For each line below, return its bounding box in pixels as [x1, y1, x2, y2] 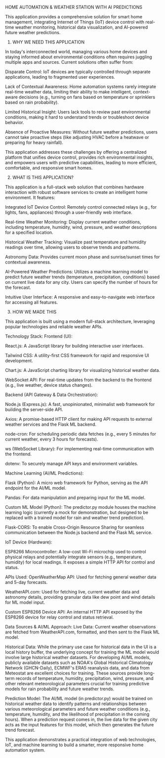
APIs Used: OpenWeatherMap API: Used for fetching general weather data [5, 574, 157, 580]
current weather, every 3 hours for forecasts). [5, 436, 98, 442]
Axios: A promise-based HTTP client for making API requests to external [5, 416, 152, 422]
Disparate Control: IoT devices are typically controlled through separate [5, 69, 151, 75]
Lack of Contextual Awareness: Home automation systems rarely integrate [5, 84, 157, 89]
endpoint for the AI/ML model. [5, 485, 67, 491]
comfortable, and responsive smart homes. [5, 165, 93, 171]
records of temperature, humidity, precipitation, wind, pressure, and [15, 675, 154, 681]
